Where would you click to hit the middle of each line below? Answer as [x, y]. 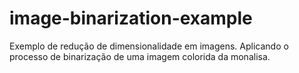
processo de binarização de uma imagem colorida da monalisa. [140, 56]
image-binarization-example [131, 18]
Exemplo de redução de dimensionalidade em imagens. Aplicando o [149, 46]
